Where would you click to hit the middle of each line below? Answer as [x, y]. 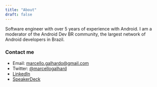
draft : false [19, 14]
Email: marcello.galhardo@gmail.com [50, 63]
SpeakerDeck [26, 79]
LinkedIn [21, 73]
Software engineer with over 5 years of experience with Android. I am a [79, 28]
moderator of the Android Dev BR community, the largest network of [75, 34]
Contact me [20, 52]
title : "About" [21, 10]
